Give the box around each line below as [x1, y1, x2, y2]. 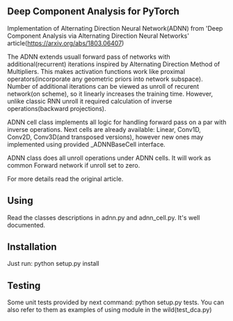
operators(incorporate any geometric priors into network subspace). [7, 75, 203, 83]
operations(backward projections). [7, 104, 106, 112]
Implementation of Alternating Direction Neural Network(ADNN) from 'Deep [7, 24, 223, 32]
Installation [7, 241, 57, 253]
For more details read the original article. [7, 174, 124, 183]
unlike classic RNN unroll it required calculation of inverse [7, 97, 172, 105]
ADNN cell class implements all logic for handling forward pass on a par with [7, 118, 227, 126]
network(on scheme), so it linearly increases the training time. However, [7, 89, 214, 98]
